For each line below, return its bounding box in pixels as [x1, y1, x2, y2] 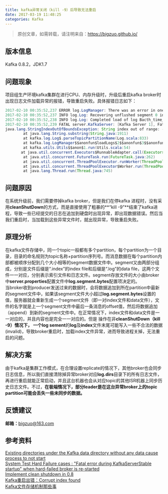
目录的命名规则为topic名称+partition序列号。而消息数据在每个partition [13, 253, 158, 259]
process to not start [5, 455, 46, 461]
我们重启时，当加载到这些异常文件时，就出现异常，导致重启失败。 [5, 216, 141, 223]
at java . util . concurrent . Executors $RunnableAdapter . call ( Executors [20, 150, 164, 155]
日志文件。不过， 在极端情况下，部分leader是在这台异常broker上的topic [9, 384, 157, 390]
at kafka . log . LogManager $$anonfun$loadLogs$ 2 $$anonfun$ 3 [23, 141, 144, 146]
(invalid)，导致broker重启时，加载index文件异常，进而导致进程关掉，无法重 [5, 328, 160, 334]
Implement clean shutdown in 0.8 [5, 471, 74, 477]
